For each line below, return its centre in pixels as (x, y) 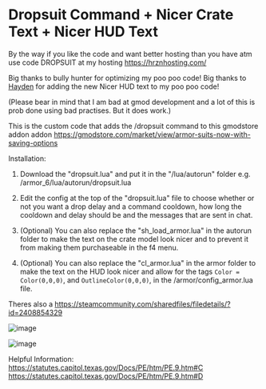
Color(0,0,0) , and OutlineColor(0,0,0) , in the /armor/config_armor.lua (136, 280)
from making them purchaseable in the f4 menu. (99, 247)
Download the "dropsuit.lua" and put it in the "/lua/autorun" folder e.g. (135, 174)
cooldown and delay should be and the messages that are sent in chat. (136, 215)
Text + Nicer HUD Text (83, 32)
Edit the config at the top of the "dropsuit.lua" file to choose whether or (137, 198)
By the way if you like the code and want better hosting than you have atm (131, 54)
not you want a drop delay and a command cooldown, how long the (131, 207)
